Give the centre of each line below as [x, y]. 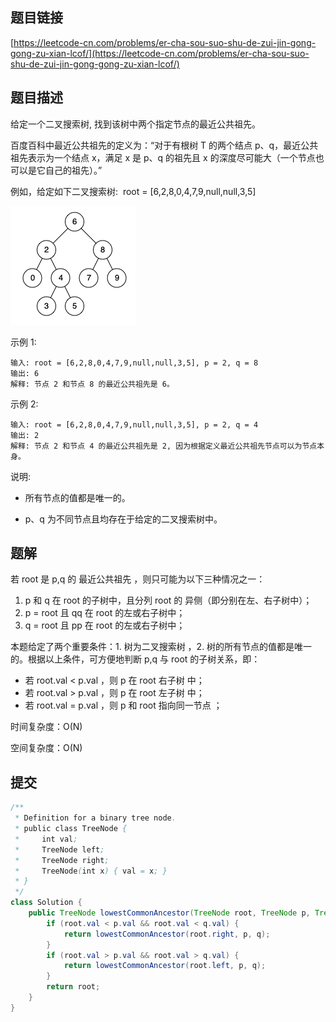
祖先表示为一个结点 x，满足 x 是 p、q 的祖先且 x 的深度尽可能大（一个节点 [163, 157]
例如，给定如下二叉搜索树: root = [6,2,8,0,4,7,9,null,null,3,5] [133, 191]
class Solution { [46, 903]
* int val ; [46, 839]
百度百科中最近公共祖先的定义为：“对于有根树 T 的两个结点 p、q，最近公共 [164, 145]
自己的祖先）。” [73, 170]
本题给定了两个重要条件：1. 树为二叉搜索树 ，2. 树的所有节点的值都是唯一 [161, 647]
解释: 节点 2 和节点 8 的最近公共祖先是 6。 [92, 384]
